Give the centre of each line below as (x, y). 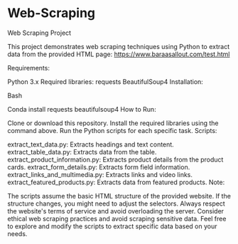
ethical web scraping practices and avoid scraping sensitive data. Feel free (117, 218)
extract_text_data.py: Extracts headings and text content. (91, 144)
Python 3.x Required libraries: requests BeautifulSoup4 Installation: (106, 81)
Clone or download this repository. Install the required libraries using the (113, 123)
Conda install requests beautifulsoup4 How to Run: (82, 109)
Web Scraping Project (39, 33)
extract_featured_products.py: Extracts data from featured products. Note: (116, 182)
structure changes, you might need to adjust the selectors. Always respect (116, 203)
